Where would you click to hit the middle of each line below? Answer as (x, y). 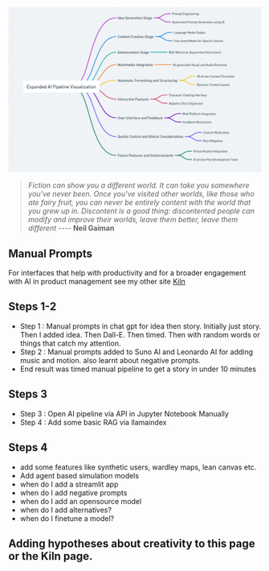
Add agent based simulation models (79, 475)
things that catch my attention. (70, 343)
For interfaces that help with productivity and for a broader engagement (127, 273)
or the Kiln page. (51, 556)
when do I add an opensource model (81, 501)
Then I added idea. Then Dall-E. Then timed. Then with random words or (140, 334)
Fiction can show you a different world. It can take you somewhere (139, 185)
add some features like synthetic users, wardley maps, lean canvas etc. (138, 467)
